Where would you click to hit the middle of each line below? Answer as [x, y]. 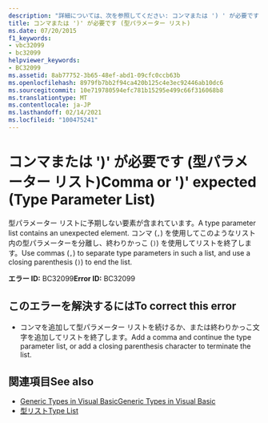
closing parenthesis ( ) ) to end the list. [70, 262]
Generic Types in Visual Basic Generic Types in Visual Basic [118, 401]
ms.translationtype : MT [48, 98]
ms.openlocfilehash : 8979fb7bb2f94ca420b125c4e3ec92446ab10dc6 [116, 83]
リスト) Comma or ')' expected [155, 182]
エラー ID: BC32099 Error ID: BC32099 [72, 278]
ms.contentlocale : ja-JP [50, 105]
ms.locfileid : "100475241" [53, 120]
